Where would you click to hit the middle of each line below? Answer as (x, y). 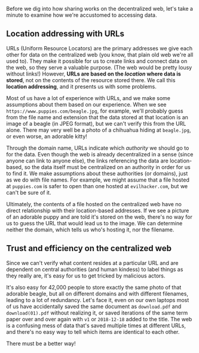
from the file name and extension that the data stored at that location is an (97, 117)
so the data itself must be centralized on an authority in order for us (107, 167)
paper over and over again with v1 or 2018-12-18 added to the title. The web (99, 319)
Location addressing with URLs (65, 34)
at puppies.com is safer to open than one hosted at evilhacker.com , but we (97, 186)
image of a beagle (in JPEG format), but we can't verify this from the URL (96, 123)
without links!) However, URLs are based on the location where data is (94, 74)
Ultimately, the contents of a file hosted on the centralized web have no (94, 204)
